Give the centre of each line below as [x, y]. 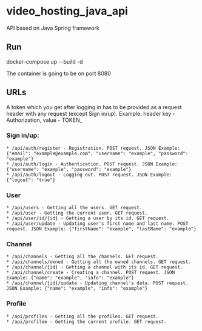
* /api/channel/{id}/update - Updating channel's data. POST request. [97, 283]
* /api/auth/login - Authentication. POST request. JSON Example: [92, 164]
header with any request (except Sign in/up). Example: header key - [91, 113]
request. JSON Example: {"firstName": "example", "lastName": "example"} [102, 229]
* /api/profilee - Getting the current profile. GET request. [86, 322]
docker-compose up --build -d [45, 61]
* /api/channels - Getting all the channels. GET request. [82, 257]
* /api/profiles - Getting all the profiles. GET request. [82, 316]
